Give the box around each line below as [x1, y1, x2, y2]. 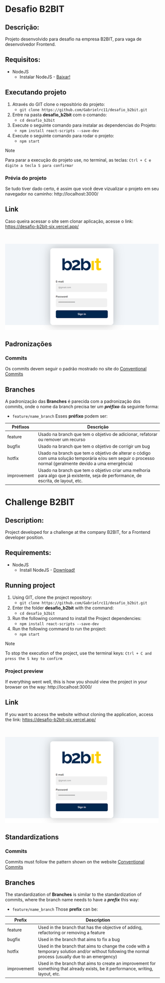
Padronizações [5, 340, 53, 348]
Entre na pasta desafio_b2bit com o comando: [12, 112, 107, 118]
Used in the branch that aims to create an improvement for [38, 960, 156, 966]
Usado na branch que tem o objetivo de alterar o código [38, 450, 151, 456]
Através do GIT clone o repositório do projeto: [12, 101, 105, 107]
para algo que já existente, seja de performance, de [38, 473, 142, 479]
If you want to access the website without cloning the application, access [5, 711, 154, 717]
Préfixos [11, 424, 29, 430]
